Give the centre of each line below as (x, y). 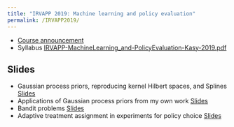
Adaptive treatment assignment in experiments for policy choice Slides (119, 116)
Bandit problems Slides (51, 108)
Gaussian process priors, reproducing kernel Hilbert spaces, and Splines (122, 86)
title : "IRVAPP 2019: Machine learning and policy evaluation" (102, 14)
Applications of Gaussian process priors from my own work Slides (113, 101)
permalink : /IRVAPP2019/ (43, 20)
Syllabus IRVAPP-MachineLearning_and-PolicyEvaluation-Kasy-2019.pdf (122, 47)
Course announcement (50, 40)
